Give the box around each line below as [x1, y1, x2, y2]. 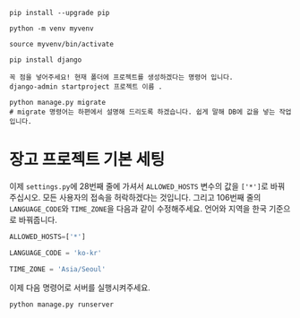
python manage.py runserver [9, 300, 115, 309]
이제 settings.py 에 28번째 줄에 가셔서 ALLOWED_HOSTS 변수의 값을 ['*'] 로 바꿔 [9, 180, 286, 192]
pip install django [9, 56, 82, 64]
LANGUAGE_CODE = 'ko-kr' [9, 248, 102, 257]
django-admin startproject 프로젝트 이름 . [9, 82, 163, 91]
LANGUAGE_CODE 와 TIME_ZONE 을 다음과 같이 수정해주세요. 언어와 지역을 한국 [9, 202, 267, 214]
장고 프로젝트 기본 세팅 [9, 150, 166, 170]
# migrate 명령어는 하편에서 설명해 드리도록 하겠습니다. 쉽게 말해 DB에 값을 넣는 [9, 107, 276, 116]
